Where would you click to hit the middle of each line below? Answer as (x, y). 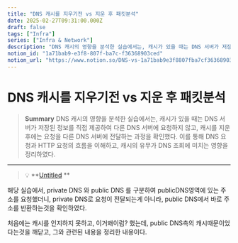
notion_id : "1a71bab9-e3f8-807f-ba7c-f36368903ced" (85, 54)
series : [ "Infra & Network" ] (50, 40)
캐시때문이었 (213, 223)
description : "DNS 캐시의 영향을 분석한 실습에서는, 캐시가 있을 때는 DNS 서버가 (113, 47)
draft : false (27, 27)
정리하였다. (40, 154)
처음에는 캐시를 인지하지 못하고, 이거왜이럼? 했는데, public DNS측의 (101, 223)
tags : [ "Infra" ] (31, 34)
